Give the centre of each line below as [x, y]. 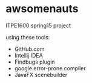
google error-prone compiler [50, 68]
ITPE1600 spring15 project [38, 25]
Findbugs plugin [34, 62]
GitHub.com [29, 49]
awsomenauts [42, 9]
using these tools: [28, 37]
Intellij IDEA [28, 55]
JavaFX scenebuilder [41, 75]
